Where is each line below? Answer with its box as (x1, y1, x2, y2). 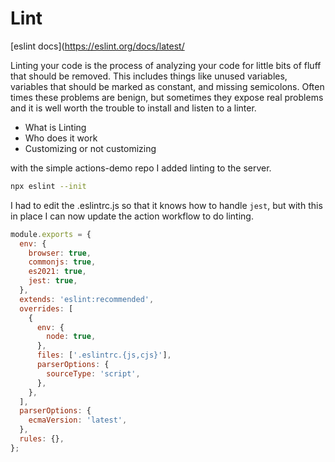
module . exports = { (10, 229, 92, 239)
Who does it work (24, 132, 98, 144)
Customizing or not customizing (24, 142, 157, 154)
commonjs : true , (28, 257, 97, 267)
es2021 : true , (28, 267, 87, 277)
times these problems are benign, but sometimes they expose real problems (10, 91, 324, 103)
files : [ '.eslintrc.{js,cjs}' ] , (36, 350, 172, 361)
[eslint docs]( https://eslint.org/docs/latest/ (10, 40, 185, 52)
